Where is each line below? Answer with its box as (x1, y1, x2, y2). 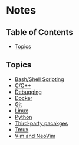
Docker (14, 94, 33, 101)
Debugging (14, 88, 42, 95)
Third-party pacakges (14, 120, 68, 127)
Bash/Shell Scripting (14, 75, 64, 83)
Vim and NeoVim (14, 132, 56, 139)
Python (14, 113, 32, 120)
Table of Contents (6, 27, 74, 37)
